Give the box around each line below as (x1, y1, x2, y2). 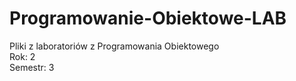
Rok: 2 (9, 50, 36, 62)
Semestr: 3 (9, 61, 55, 73)
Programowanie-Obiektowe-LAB (9, 7, 287, 30)
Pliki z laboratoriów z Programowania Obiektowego (9, 40, 220, 52)
